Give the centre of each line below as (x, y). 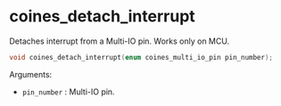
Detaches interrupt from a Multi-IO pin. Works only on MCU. (120, 41)
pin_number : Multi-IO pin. (68, 92)
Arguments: (31, 74)
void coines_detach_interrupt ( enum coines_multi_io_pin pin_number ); (141, 57)
